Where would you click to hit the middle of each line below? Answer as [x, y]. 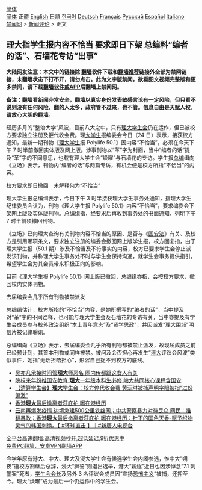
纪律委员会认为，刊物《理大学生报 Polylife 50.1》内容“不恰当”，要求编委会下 [100, 205]
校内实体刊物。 [30, 284]
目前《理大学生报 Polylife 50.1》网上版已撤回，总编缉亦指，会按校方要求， [98, 276]
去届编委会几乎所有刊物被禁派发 [46, 297]
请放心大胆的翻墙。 [30, 114]
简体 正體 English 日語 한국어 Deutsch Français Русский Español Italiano [95, 17]
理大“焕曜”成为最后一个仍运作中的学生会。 [69, 481]
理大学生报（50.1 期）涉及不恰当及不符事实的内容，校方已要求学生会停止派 [99, 249]
